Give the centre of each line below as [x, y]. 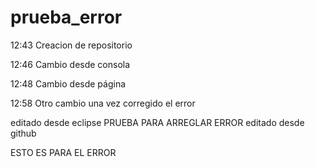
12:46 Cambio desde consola [70, 64]
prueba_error [66, 17]
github [23, 133]
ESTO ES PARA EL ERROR [63, 152]
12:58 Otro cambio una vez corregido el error [103, 103]
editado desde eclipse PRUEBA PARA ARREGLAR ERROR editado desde [157, 122]
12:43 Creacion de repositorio [71, 45]
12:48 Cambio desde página [68, 83]
